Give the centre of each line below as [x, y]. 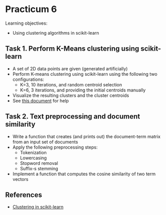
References [24, 195]
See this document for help [40, 100]
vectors [20, 179]
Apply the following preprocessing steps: [55, 147]
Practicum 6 [31, 9]
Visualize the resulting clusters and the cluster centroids [71, 95]
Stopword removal [39, 163]
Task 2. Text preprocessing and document [73, 117]
